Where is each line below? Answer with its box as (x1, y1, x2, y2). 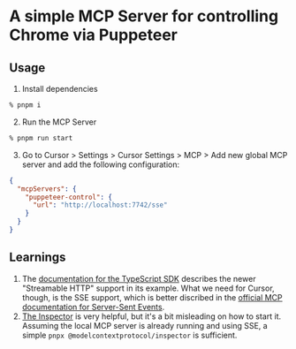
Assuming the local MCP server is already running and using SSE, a (21, 320, 268, 330)
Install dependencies (21, 84, 99, 94)
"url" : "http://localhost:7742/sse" (32, 201, 168, 209)
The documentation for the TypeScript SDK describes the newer (21, 273, 256, 284)
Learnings (9, 250, 66, 265)
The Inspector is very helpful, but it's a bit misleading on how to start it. (21, 311, 282, 322)
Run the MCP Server (21, 117, 97, 127)
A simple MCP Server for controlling (9, 6, 279, 27)
